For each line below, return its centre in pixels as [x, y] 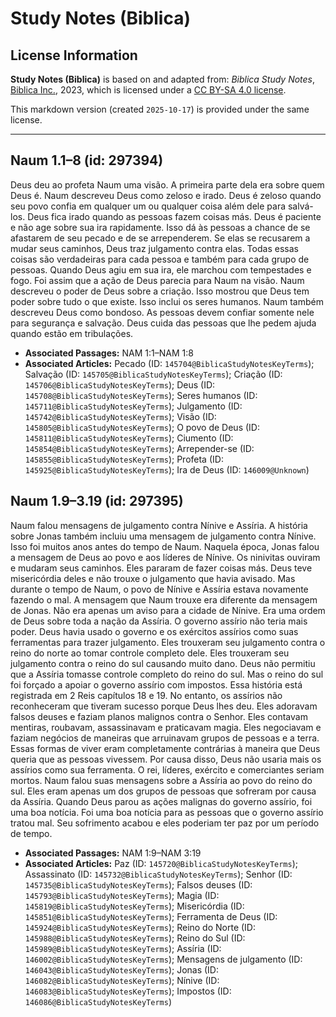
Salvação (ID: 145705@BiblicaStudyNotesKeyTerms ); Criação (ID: [153, 374]
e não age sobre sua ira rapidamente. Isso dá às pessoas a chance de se [160, 227]
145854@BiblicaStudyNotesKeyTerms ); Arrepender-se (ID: [139, 448]
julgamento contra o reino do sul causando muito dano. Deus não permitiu [163, 663]
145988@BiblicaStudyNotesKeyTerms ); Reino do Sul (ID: [135, 938]
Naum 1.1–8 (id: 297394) [87, 160]
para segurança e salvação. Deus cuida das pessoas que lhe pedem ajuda [163, 323]
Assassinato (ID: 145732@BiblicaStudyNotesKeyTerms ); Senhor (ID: [158, 874]
